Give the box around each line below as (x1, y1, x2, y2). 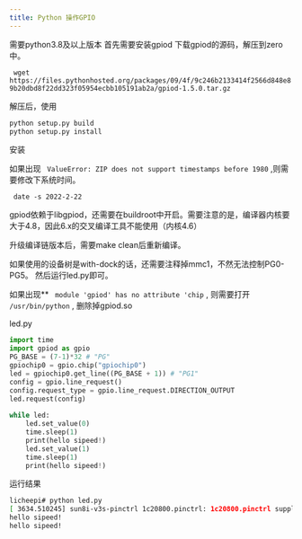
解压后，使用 (9, 101, 57, 111)
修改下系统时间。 (16, 174, 81, 185)
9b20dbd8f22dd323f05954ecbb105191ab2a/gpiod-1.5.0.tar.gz (9, 84, 231, 93)
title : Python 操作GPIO (9, 13, 96, 22)
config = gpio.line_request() (9, 377, 123, 386)
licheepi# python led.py (9, 496, 102, 506)
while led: (9, 411, 50, 420)
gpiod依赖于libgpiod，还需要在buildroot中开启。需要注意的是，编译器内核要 (9, 209, 290, 220)
